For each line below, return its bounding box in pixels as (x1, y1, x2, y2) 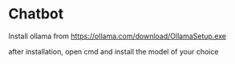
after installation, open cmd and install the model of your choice (8, 46, 219, 56)
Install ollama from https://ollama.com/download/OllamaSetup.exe (8, 31, 227, 41)
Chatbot (8, 5, 64, 23)
